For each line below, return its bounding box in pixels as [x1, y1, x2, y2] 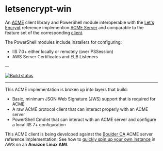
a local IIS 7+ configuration [12, 121, 66, 127]
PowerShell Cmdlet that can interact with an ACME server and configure [12, 117, 157, 122]
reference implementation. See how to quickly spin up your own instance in [5, 136, 156, 142]
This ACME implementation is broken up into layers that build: [5, 86, 128, 92]
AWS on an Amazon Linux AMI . [5, 141, 69, 147]
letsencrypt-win [5, 3, 72, 15]
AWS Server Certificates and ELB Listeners [12, 53, 98, 59]
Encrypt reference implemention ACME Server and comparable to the [5, 24, 144, 30]
